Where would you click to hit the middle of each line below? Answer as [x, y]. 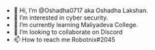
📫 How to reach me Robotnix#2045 [64, 40]
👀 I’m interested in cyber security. [61, 18]
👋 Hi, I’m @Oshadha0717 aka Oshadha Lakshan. [81, 10]
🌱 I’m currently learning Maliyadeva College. [76, 25]
